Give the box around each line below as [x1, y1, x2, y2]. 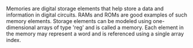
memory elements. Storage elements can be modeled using [6, 18, 152, 24]
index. [6, 37, 21, 43]
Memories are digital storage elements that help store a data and [6, 5, 164, 12]
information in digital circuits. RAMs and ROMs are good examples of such [6, 11, 188, 18]
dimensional [6, 24, 36, 31]
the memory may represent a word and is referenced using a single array [6, 30, 184, 37]
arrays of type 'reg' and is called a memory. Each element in [37, 24, 184, 31]
